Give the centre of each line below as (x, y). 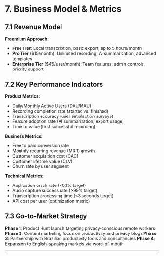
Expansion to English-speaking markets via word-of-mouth (64, 244)
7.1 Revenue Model (34, 27)
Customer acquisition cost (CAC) (45, 156)
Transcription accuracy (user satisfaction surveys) (63, 116)
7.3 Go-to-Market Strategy (46, 216)
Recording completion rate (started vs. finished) (60, 111)
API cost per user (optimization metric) (51, 201)
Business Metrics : (24, 136)
